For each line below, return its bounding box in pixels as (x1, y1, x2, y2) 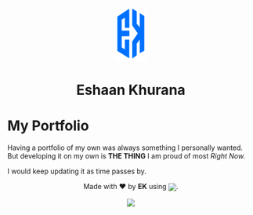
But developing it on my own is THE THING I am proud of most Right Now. (7, 151, 246, 161)
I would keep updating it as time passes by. (7, 166, 146, 176)
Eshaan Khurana (76, 82, 186, 99)
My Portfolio (7, 117, 89, 135)
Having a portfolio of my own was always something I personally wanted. (7, 143, 244, 152)
